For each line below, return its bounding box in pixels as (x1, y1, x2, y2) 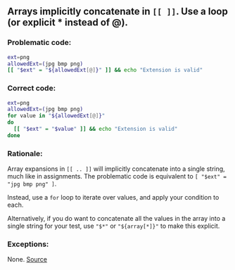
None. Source (7, 255, 48, 264)
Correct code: (7, 84, 56, 94)
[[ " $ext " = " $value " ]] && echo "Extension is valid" (13, 126, 178, 133)
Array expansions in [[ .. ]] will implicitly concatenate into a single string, (7, 165, 225, 173)
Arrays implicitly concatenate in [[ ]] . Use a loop (7, 6, 229, 18)
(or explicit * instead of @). (7, 17, 129, 29)
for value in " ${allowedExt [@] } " (7, 112, 106, 120)
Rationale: (7, 148, 43, 158)
